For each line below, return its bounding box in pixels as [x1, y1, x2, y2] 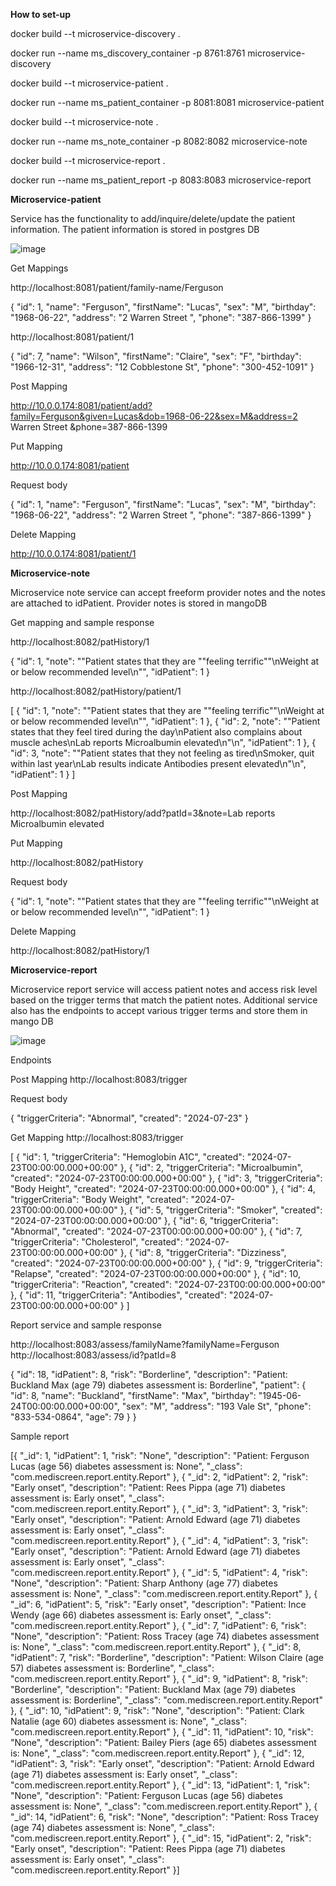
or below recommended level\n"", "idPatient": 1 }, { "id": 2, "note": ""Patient [10, 715, 321, 727]
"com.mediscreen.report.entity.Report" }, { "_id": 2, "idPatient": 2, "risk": [10, 1471, 309, 1483]
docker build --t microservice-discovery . [10, 28, 181, 39]
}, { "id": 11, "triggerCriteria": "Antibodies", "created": [10, 1289, 227, 1301]
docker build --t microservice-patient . [10, 77, 169, 89]
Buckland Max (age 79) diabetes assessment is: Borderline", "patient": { [10, 1379, 307, 1391]
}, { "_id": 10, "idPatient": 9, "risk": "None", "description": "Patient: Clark [10, 1705, 305, 1716]
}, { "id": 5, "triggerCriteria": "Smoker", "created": [119, 1204, 323, 1216]
